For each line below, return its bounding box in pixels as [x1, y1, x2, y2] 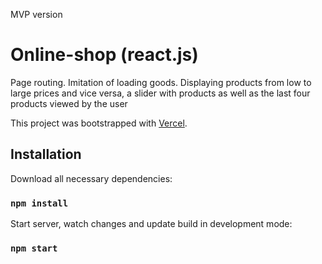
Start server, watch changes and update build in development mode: [10, 218, 293, 230]
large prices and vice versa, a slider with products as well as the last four [10, 87, 311, 99]
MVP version [10, 9, 63, 20]
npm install [10, 197, 69, 209]
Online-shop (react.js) [10, 44, 199, 66]
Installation [10, 146, 82, 163]
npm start [10, 242, 58, 254]
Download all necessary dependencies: [10, 172, 173, 184]
